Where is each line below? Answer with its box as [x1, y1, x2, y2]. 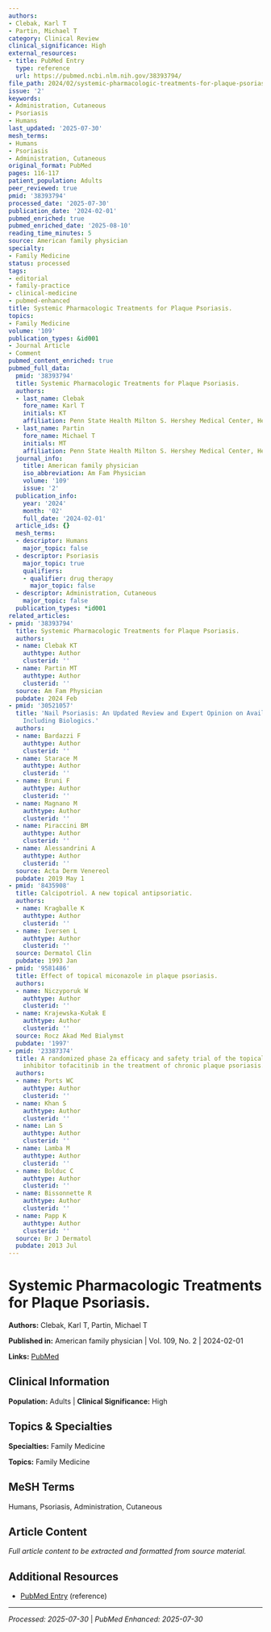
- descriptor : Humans [15, 537, 89, 545]
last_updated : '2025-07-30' [8, 124, 103, 132]
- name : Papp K [15, 1212, 67, 1220]
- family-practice [8, 282, 70, 290]
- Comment [8, 349, 42, 357]
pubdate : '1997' [15, 1039, 70, 1047]
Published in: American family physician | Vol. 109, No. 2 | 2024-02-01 [8, 1336, 244, 1346]
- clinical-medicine [8, 290, 78, 298]
